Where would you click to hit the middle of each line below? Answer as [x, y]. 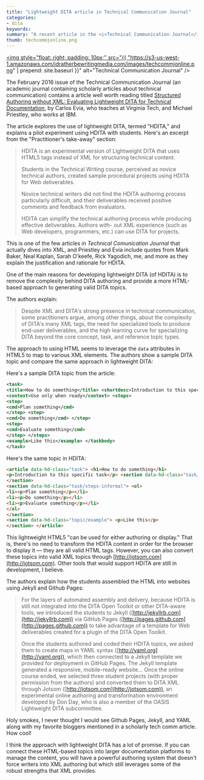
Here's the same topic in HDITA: [46, 458]
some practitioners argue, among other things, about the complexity [107, 317]
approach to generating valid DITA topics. [75, 287]
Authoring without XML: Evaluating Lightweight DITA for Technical [89, 102]
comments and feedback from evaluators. [73, 207]
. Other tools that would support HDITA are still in [116, 564]
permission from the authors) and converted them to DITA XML [100, 683]
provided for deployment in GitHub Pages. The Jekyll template [99, 663]
